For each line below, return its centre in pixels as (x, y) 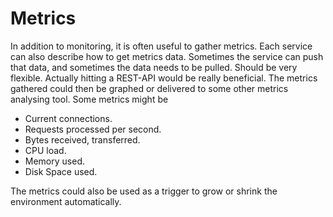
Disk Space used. (61, 171)
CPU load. (45, 150)
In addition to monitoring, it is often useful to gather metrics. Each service (161, 46)
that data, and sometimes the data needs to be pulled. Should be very (154, 67)
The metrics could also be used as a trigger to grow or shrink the (144, 191)
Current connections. (68, 118)
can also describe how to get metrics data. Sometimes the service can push (167, 56)
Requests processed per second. (93, 129)
